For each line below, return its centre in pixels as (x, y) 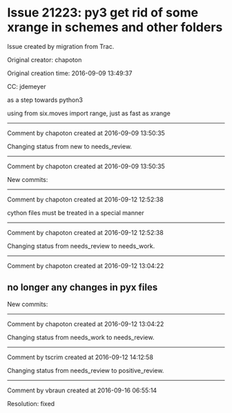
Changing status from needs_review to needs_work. (81, 245)
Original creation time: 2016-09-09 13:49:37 (70, 73)
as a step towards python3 (45, 100)
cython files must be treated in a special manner (76, 212)
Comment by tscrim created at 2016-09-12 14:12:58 (80, 357)
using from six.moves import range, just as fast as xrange (89, 113)
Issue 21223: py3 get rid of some (103, 13)
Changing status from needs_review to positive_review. (86, 370)
